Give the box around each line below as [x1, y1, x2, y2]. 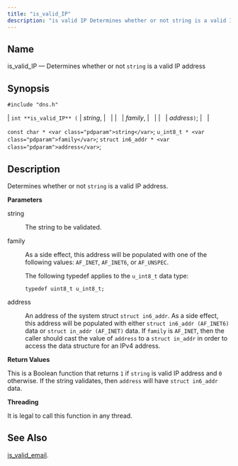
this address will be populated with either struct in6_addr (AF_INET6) [25, 319, 229, 327]
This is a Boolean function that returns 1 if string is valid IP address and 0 [7, 369, 222, 377]
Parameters [7, 195, 42, 204]
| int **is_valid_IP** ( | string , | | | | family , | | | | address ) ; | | [7, 114, 210, 123]
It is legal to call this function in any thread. [7, 411, 132, 420]
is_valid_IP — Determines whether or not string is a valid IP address [7, 62, 206, 71]
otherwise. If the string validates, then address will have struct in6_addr [7, 376, 218, 385]
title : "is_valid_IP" [7, 10, 72, 18]
